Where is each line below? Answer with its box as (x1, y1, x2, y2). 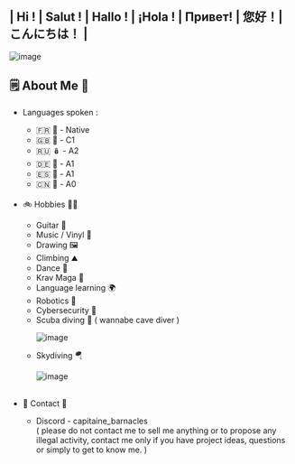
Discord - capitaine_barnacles (35, 415, 149, 426)
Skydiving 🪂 (35, 349, 83, 360)
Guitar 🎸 (35, 219, 67, 230)
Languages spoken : (22, 107, 98, 117)
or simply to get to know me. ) (35, 444, 147, 455)
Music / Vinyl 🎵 (35, 229, 92, 240)
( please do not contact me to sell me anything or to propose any (35, 424, 277, 436)
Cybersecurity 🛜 (35, 304, 97, 315)
